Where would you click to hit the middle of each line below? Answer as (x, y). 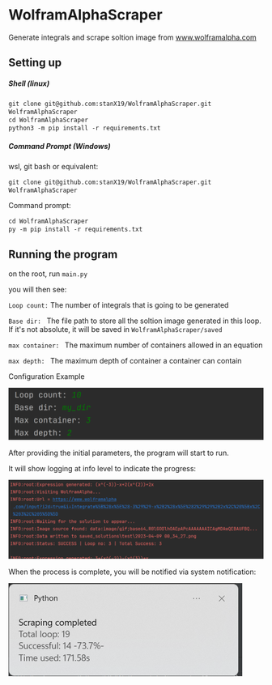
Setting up (35, 63)
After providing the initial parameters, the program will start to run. (119, 453)
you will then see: (38, 290)
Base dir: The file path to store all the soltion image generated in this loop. (135, 321)
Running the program (63, 254)
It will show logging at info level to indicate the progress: (102, 469)
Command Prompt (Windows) (59, 146)
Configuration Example (47, 377)
